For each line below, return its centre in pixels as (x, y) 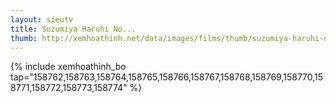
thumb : (24, 38)
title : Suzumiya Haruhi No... (73, 29)
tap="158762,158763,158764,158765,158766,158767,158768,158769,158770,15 (167, 77)
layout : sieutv (42, 19)
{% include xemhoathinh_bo (68, 67)
